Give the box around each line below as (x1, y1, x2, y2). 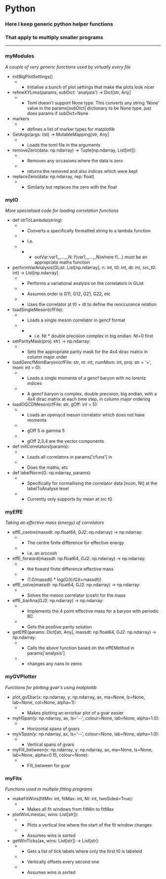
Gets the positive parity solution (27, 624, 92, 630)
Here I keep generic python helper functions (5, 21, 114, 28)
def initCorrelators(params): (12, 444, 69, 449)
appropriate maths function (34, 259, 90, 265)
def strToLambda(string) (12, 217, 62, 223)
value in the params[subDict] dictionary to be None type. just (27, 105, 152, 111)
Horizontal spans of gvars (27, 725, 80, 731)
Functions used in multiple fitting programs (5, 786, 93, 792)
